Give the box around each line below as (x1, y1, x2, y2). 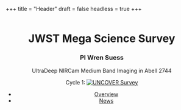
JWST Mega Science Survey (28, 32, 176, 46)
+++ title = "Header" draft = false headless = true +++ (5, 5, 142, 12)
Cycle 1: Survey (65, 79, 138, 86)
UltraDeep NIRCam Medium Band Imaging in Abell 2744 (32, 67, 172, 75)
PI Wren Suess (79, 53, 124, 62)
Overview (94, 91, 119, 98)
